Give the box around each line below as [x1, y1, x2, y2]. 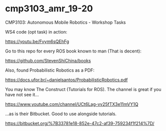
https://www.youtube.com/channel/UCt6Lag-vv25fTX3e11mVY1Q [5, 101, 139, 107]
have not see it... [5, 91, 39, 97]
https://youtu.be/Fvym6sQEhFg [5, 38, 69, 44]
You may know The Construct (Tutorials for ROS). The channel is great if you [5, 86, 162, 92]
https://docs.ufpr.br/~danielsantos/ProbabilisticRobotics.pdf [5, 77, 128, 83]
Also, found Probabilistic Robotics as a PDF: [5, 67, 95, 73]
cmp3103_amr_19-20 [5, 3, 93, 14]
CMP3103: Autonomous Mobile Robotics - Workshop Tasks [5, 19, 126, 25]
